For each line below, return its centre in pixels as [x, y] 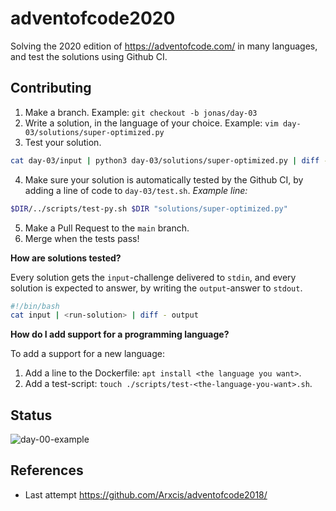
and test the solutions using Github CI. [89, 56]
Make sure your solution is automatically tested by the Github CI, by [164, 179]
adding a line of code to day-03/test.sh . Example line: [136, 190]
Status [31, 415]
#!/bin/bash [35, 306]
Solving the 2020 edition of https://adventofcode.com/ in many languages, [164, 46]
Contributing [51, 88]
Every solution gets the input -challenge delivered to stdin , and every [153, 277]
